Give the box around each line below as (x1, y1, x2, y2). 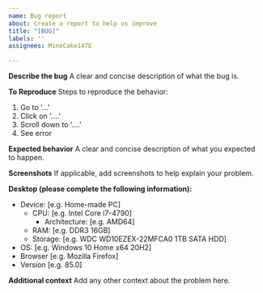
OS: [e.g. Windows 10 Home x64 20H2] (19, 243, 152, 253)
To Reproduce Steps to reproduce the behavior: (8, 87, 168, 97)
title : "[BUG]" (8, 27, 60, 35)
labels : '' (8, 34, 45, 43)
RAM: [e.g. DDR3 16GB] (32, 226, 111, 236)
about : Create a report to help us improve (8, 19, 158, 28)
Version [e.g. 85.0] (19, 260, 83, 270)
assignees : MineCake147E (8, 42, 92, 50)
